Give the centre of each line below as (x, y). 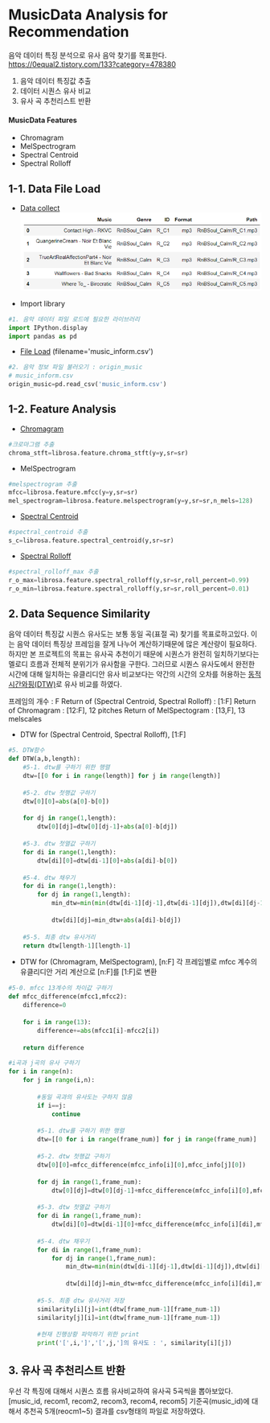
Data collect (40, 208)
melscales (25, 719)
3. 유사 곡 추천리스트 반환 (67, 1370)
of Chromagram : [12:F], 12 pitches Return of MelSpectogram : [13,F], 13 (127, 710)
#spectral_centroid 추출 (48, 533)
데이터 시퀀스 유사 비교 (55, 91)
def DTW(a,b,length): (45, 759)
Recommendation (69, 32)
